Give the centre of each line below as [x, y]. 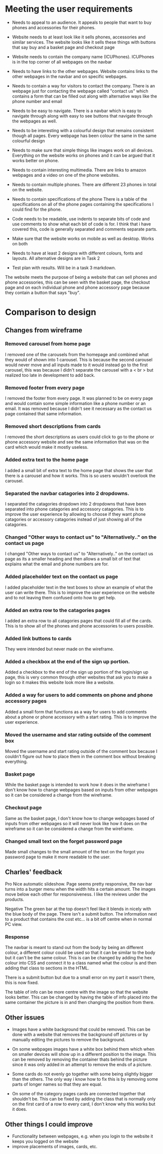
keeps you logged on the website [45, 1141]
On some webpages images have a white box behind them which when [83, 1049]
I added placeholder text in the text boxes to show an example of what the [79, 587]
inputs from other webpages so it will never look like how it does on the [76, 823]
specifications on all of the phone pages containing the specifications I [83, 204]
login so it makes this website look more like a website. [60, 682]
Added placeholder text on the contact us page [62, 577]
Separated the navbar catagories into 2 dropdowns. [67, 493]
